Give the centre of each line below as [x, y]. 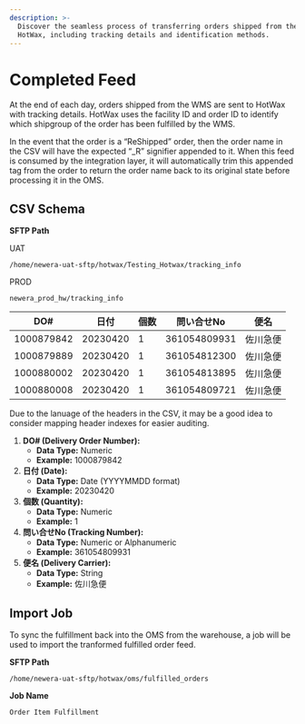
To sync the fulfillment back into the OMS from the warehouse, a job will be [150, 635]
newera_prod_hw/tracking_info [67, 299]
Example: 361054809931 [84, 552]
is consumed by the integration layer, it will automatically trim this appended [151, 161]
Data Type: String [69, 573]
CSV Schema [47, 208]
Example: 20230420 [75, 491]
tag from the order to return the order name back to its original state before [150, 171]
